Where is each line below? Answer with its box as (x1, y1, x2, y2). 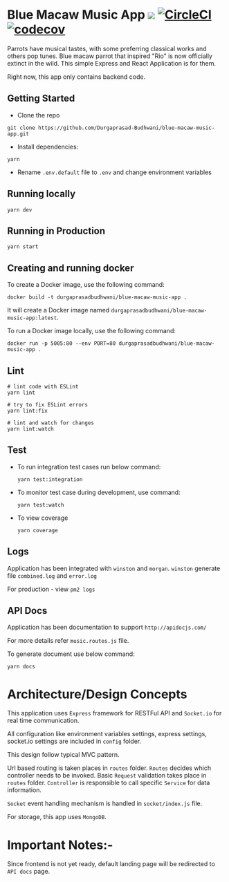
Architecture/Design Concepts (7, 686, 187, 702)
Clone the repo (17, 111, 60, 119)
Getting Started (7, 93, 75, 104)
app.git (7, 130, 30, 138)
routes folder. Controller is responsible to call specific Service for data (7, 778, 210, 787)
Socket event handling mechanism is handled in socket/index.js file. (7, 799, 203, 808)
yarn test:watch (17, 501, 64, 508)
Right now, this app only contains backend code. (7, 73, 146, 81)
